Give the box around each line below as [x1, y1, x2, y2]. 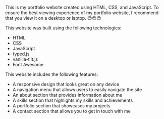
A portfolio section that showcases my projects [12, 103, 111, 108]
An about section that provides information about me [12, 92, 123, 98]
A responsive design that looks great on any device [12, 81, 120, 87]
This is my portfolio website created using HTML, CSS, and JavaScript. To [5, 5, 159, 10]
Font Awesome [12, 62, 44, 67]
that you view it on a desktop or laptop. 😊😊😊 [5, 15, 102, 21]
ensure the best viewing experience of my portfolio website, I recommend [5, 10, 159, 16]
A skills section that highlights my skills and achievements [12, 97, 133, 103]
